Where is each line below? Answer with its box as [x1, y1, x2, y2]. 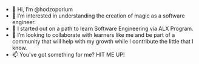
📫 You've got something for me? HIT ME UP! [12, 51, 125, 58]
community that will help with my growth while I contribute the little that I [12, 38, 194, 45]
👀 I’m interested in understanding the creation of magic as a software [12, 12, 185, 19]
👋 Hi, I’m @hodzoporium [12, 6, 73, 13]
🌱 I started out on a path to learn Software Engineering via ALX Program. [12, 25, 194, 32]
